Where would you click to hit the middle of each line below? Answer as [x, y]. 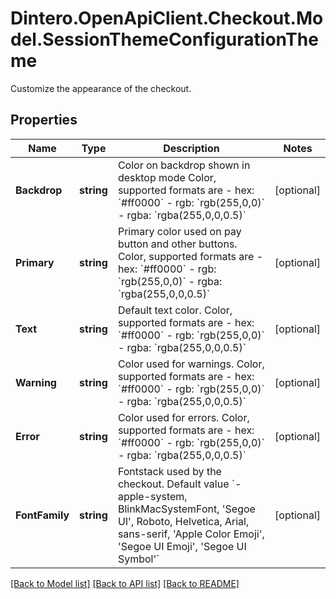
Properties [44, 120]
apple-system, [152, 496]
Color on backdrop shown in [184, 165]
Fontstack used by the [169, 471]
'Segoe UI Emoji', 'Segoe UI [182, 546]
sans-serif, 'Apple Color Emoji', [191, 534]
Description [191, 148]
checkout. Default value [173, 484]
